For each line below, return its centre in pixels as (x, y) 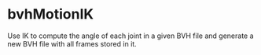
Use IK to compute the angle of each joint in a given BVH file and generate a (130, 36)
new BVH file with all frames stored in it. (72, 43)
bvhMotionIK (51, 14)
